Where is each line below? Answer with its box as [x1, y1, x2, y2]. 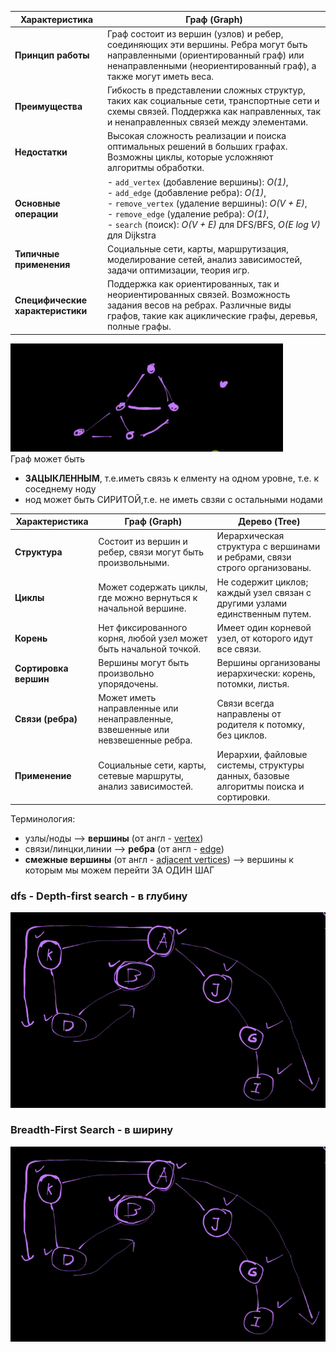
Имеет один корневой [216, 621, 312, 633]
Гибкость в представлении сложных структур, [106, 84, 306, 96]
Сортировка [14, 662, 69, 674]
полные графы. [106, 321, 172, 332]
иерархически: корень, [216, 667, 316, 679]
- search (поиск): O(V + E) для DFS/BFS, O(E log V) [106, 218, 321, 230]
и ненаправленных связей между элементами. [106, 116, 308, 128]
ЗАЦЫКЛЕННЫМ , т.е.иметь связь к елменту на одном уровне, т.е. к [24, 472, 320, 484]
